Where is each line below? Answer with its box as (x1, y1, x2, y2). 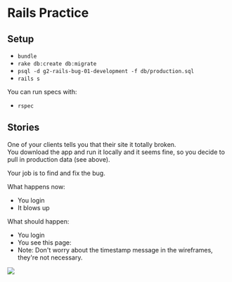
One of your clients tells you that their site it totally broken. (7, 140, 176, 148)
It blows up (17, 203, 51, 212)
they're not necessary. (17, 253, 83, 262)
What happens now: (7, 182, 65, 191)
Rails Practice (7, 5, 89, 21)
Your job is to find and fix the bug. (7, 169, 105, 177)
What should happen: (7, 217, 70, 226)
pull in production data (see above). (7, 155, 110, 163)
